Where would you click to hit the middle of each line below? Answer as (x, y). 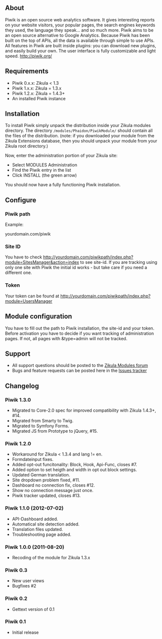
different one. (19, 273)
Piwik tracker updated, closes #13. (46, 495)
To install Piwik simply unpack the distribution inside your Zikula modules (78, 126)
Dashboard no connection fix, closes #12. (54, 485)
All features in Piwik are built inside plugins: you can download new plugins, (81, 45)
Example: (14, 225)
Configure (21, 200)
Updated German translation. (41, 475)
